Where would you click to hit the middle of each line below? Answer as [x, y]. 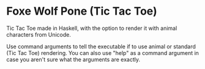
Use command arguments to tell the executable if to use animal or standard [101, 46]
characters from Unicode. [39, 34]
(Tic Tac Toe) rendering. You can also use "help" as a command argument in [102, 53]
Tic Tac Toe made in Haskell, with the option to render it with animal [92, 28]
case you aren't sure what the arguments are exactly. [73, 59]
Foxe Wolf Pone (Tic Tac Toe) [82, 11]
